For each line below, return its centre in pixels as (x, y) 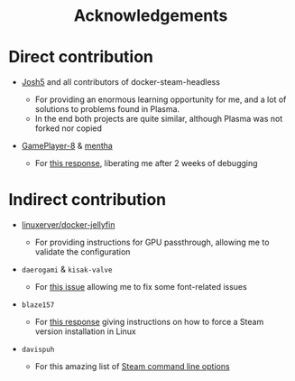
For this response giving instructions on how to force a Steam (149, 322)
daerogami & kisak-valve (67, 269)
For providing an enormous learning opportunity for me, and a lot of (161, 99)
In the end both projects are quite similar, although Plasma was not (159, 119)
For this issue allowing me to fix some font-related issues (141, 287)
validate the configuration (83, 252)
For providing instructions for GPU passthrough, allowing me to (152, 242)
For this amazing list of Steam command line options (133, 367)
